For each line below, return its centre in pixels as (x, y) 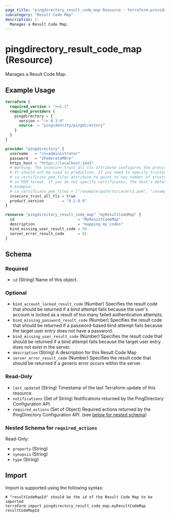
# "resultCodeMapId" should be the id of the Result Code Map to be (79, 497)
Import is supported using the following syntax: (54, 487)
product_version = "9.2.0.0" (48, 201)
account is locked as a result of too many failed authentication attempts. (88, 315)
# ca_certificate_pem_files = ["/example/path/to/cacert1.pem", (79, 191)
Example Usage (30, 90)
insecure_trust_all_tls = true (43, 196)
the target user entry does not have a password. (63, 331)
